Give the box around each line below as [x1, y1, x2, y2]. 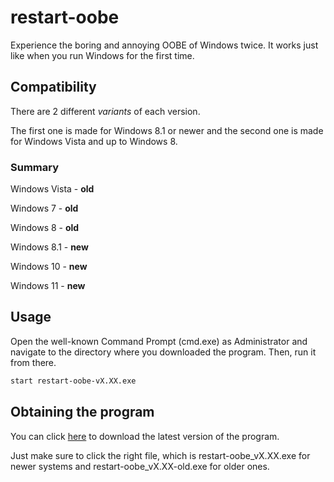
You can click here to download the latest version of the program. [10, 430, 280, 442]
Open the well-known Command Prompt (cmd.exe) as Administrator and [10, 335, 308, 347]
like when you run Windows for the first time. [10, 49, 195, 61]
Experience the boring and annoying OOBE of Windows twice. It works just [10, 39, 319, 51]
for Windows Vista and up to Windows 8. [10, 135, 178, 147]
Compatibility [10, 79, 97, 96]
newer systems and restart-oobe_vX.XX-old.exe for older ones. [10, 460, 270, 472]
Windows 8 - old [10, 222, 80, 234]
